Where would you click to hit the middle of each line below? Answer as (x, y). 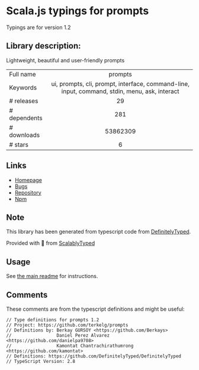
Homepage (28, 180)
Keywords (23, 87)
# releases (24, 101)
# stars (19, 145)
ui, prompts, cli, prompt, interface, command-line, (120, 84)
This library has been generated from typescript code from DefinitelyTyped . (99, 232)
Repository (28, 192)
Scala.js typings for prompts (78, 11)
